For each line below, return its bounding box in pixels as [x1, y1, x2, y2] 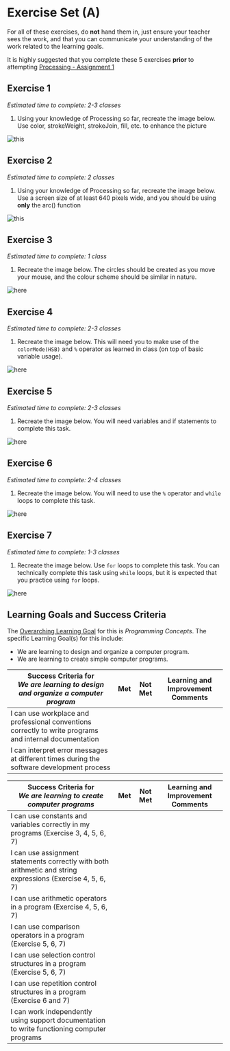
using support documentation [10, 1015, 106, 1025]
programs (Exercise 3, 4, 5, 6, [10, 828, 106, 838]
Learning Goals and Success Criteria [7, 609, 166, 621]
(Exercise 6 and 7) [10, 996, 71, 1006]
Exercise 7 [7, 530, 53, 541]
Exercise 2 [7, 155, 53, 166]
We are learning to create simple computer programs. [16, 655, 168, 664]
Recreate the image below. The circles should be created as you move [16, 266, 216, 274]
